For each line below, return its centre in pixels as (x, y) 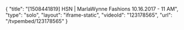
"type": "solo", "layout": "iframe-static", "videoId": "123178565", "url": (89, 15)
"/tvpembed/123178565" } (37, 21)
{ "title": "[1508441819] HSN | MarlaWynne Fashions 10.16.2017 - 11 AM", (92, 9)
